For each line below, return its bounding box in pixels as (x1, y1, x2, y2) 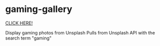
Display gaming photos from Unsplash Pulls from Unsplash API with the (5, 29, 155, 35)
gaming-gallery (5, 3, 72, 15)
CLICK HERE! (5, 20, 33, 26)
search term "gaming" (5, 35, 52, 41)
